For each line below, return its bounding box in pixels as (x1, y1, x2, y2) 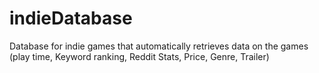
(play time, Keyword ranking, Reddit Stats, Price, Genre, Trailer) (9, 50, 270, 62)
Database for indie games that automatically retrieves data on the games (9, 40, 309, 52)
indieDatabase (9, 7, 133, 30)
